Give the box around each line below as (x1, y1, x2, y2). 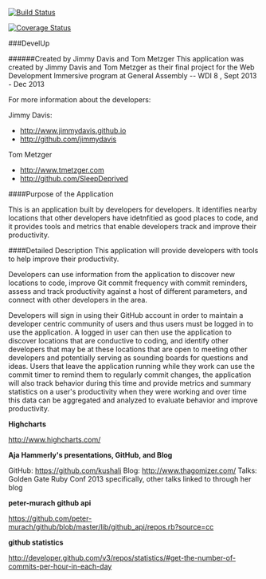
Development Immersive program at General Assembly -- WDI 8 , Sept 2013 (8, 71, 257, 80)
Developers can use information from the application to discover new (8, 270, 235, 279)
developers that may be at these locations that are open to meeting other (8, 344, 248, 354)
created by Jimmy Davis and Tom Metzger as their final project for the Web (8, 62, 255, 72)
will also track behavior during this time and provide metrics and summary (8, 379, 252, 387)
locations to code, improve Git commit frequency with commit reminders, (8, 278, 248, 288)
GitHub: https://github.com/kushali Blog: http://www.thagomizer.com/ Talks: (8, 466, 257, 475)
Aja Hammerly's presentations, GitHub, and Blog (8, 450, 173, 459)
